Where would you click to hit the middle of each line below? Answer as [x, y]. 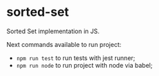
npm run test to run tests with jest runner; [76, 58]
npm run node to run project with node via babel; [84, 65]
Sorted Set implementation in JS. [53, 31]
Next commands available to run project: [64, 44]
